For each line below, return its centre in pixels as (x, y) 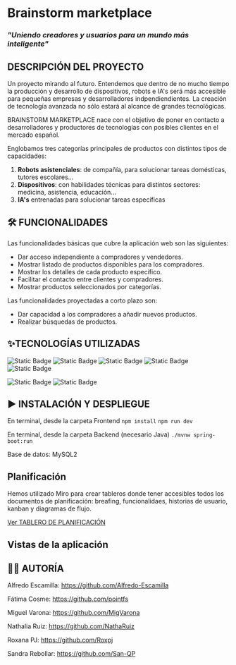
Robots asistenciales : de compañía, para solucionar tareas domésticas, (122, 169)
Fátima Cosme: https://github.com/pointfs (68, 599)
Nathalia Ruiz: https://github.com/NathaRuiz (71, 626)
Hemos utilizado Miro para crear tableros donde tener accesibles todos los (116, 494)
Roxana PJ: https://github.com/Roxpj (60, 640)
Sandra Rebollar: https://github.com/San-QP (72, 654)
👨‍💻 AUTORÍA (36, 568)
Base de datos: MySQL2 (42, 454)
